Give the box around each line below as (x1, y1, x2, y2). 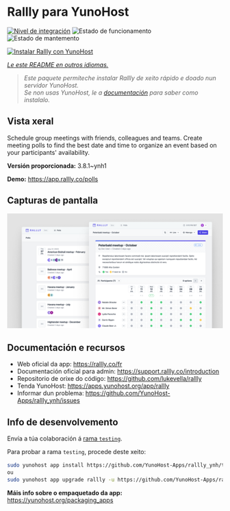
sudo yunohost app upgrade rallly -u (7, 476, 115, 483)
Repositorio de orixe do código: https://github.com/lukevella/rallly (16, 375, 202, 383)
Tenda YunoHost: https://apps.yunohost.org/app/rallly (16, 382, 170, 390)
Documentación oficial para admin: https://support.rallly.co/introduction (16, 367, 220, 375)
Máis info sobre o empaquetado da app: (7, 488, 123, 497)
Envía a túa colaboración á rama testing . (7, 434, 123, 443)
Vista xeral (7, 116, 54, 127)
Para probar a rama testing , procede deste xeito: (7, 447, 146, 456)
